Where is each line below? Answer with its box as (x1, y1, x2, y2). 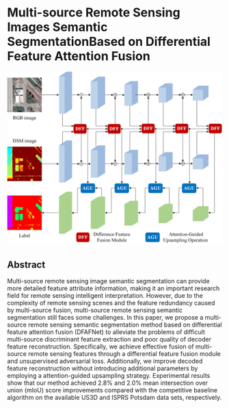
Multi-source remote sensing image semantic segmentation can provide (7, 277, 210, 285)
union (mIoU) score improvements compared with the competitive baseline (7, 386, 217, 394)
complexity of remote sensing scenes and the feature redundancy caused (7, 299, 215, 307)
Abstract (7, 259, 46, 270)
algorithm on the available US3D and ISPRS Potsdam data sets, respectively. (7, 394, 222, 402)
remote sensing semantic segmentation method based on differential (28, 320, 222, 329)
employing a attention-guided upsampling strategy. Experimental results (7, 372, 211, 380)
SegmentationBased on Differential (7, 34, 211, 49)
